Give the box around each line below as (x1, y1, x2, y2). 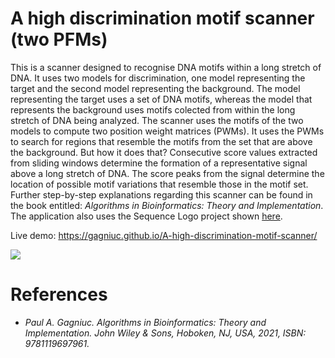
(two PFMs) (10, 28, 108, 51)
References (10, 283, 108, 306)
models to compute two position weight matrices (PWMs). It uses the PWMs (10, 125, 325, 137)
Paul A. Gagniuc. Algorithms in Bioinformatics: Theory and (24, 316, 267, 328)
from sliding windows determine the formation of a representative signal (10, 157, 308, 169)
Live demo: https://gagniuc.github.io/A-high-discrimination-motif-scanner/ (10, 229, 318, 241)
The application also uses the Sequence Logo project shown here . (10, 210, 283, 222)
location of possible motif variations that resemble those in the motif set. (10, 178, 309, 190)
